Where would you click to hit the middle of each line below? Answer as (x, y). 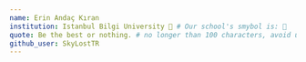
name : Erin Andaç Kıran (55, 18)
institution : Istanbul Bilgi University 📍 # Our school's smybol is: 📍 (148, 26)
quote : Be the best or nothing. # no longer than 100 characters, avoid (150, 35)
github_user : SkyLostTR (55, 43)
